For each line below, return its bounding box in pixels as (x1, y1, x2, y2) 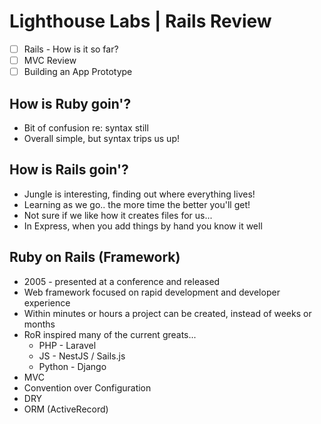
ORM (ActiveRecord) (23, 403, 109, 415)
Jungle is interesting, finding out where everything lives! (23, 188, 256, 200)
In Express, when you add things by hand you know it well (23, 220, 263, 232)
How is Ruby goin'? (9, 95, 132, 112)
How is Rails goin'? (9, 161, 129, 179)
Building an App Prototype (23, 66, 133, 78)
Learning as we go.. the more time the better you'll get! (23, 198, 251, 210)
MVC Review (23, 55, 77, 66)
